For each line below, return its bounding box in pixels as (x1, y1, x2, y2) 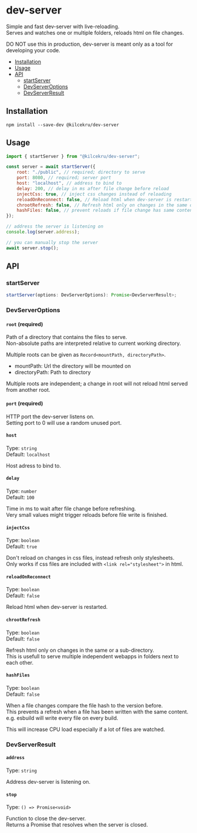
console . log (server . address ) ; (6, 229, 80, 235)
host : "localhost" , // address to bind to (16, 180, 122, 187)
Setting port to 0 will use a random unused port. (6, 419, 122, 426)
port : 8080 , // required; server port (16, 175, 111, 181)
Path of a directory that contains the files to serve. (6, 334, 127, 341)
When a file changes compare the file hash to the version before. (6, 702, 163, 709)
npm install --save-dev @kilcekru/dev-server (6, 121, 119, 128)
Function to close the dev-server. (6, 815, 86, 822)
